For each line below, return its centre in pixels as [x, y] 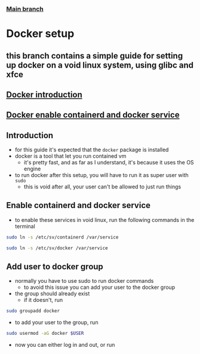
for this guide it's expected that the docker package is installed [92, 150]
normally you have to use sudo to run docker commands [84, 281]
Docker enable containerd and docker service [93, 115]
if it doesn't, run [43, 300]
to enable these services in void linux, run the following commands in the [104, 219]
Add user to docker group [55, 267]
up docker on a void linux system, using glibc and [100, 65]
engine [32, 169]
